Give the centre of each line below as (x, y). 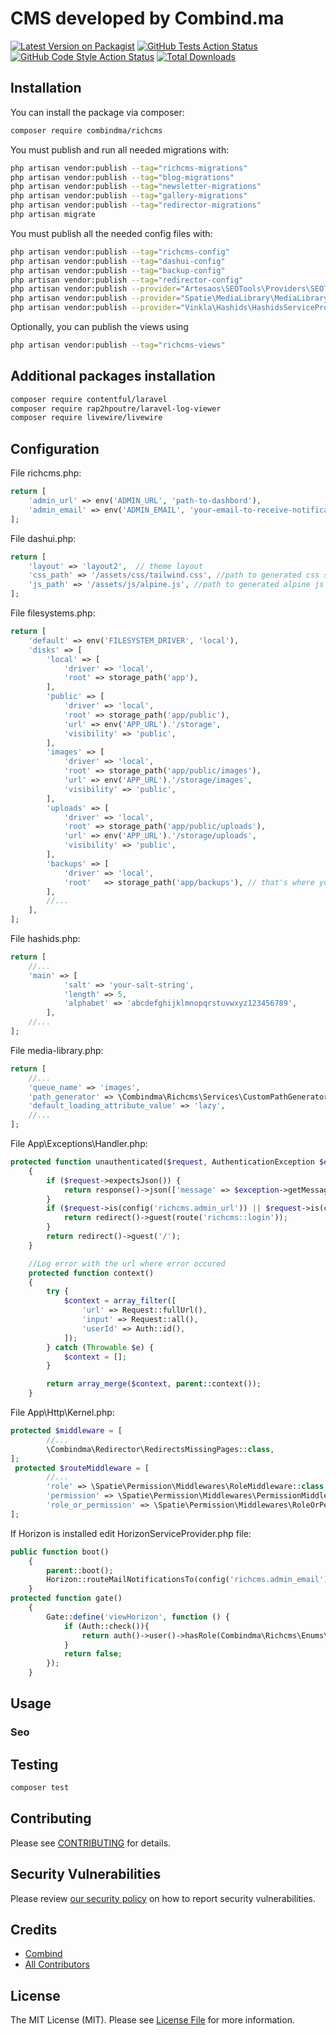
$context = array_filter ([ (120, 1301)
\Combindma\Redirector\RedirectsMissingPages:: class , (160, 1449)
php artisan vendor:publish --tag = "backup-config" (118, 270)
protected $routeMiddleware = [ (82, 1468)
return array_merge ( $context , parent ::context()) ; (154, 1384)
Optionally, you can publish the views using (99, 326)
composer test (40, 1788)
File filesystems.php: (53, 613)
